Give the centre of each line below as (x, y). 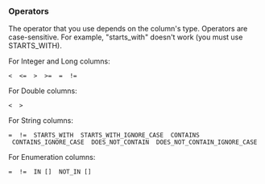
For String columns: (41, 121)
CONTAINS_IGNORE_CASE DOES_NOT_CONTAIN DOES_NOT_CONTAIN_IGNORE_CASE (135, 142)
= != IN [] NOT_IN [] (50, 172)
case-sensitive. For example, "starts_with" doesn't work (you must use (126, 37)
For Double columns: (43, 91)
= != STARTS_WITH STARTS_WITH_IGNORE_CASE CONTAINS (104, 135)
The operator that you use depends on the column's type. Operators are (128, 29)
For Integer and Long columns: (59, 61)
